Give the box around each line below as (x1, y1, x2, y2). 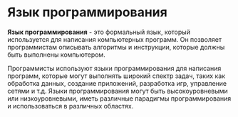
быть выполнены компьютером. (7, 50, 105, 59)
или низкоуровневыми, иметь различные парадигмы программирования (7, 94, 232, 103)
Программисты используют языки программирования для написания (7, 64, 222, 72)
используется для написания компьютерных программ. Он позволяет (7, 35, 222, 43)
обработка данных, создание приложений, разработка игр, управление (7, 79, 227, 87)
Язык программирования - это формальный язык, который (7, 28, 191, 36)
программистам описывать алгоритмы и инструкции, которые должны (7, 43, 225, 51)
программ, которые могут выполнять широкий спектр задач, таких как (7, 72, 226, 80)
